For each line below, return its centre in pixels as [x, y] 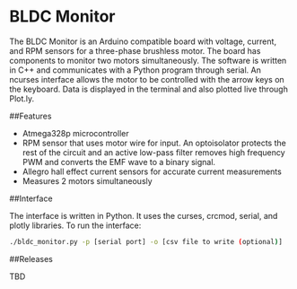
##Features [31, 116]
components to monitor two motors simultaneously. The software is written [148, 60]
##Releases [31, 258]
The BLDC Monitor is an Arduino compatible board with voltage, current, [143, 41]
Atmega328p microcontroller [75, 133]
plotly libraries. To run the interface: [75, 225]
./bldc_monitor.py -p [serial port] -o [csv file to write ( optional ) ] [146, 241]
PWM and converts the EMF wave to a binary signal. [119, 162]
